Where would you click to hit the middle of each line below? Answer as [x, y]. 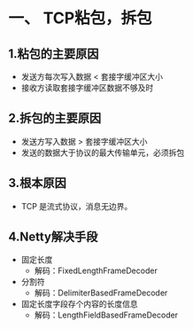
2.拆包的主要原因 [55, 118]
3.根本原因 [38, 183]
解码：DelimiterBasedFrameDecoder [101, 293]
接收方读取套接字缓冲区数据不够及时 [87, 88]
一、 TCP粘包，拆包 [80, 18]
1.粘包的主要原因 [54, 54]
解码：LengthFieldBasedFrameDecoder [106, 315]
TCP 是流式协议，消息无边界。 [77, 206]
